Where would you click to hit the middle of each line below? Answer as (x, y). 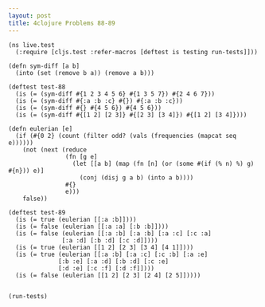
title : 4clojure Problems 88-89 (62, 23)
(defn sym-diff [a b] (44, 66)
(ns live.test (32, 45)
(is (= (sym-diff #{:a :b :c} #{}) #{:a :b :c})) (99, 100)
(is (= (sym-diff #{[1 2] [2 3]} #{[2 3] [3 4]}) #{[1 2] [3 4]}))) (131, 115)
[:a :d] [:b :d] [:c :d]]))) (110, 240)
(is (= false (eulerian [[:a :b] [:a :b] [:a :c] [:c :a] (114, 233)
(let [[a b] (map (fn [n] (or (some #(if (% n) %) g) (163, 163)
